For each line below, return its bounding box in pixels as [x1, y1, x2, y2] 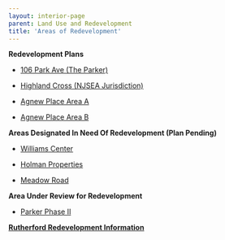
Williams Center [19, 144, 74, 154]
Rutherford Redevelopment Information [8, 223, 145, 233]
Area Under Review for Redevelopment [8, 191, 143, 201]
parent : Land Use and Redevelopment [8, 20, 132, 28]
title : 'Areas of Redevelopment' [8, 27, 122, 35]
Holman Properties [19, 159, 84, 169]
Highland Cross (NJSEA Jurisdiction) [19, 81, 144, 90]
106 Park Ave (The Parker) [19, 65, 108, 75]
